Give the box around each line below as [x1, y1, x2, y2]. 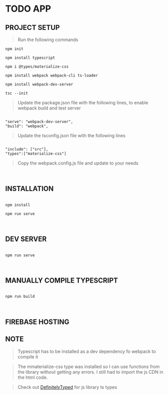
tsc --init [5, 91, 28, 96]
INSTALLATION [5, 184, 54, 193]
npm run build [5, 294, 35, 299]
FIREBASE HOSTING [5, 318, 70, 326]
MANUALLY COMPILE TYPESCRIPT [5, 276, 119, 285]
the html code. [17, 374, 48, 380]
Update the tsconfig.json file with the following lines [17, 133, 126, 138]
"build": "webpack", [5, 124, 49, 129]
